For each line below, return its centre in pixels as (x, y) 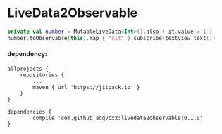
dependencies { (30, 112)
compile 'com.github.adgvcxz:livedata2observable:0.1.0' (118, 118)
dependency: (27, 54)
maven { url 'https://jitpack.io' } (86, 87)
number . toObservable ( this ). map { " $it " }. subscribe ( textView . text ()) (112, 38)
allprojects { (28, 69)
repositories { (42, 75)
